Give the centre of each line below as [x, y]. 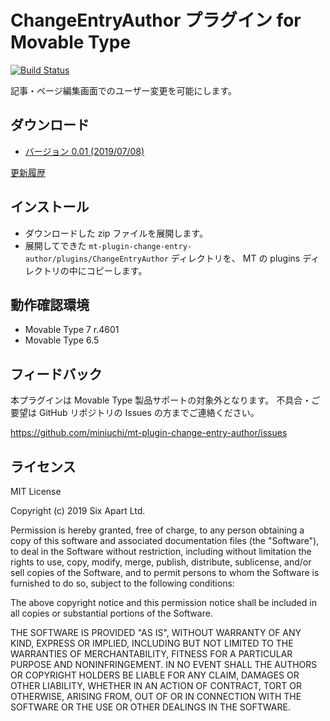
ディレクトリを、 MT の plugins [235, 258]
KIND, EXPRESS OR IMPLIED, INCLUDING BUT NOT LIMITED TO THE [152, 643]
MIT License [36, 491]
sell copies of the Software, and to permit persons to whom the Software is [165, 572]
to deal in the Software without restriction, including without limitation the [161, 551]
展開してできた [55, 245]
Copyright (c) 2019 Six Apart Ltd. [78, 510]
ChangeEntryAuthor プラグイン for [156, 20]
